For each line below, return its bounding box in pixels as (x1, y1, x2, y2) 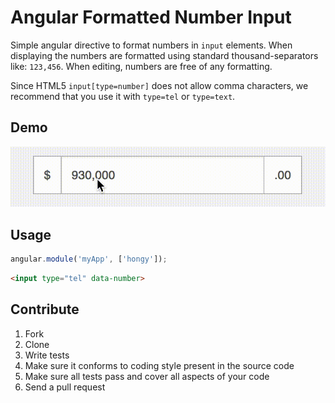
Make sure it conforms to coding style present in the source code (24, 359, 295, 371)
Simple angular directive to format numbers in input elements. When (10, 39, 293, 51)
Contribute (10, 301, 80, 318)
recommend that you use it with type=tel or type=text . (10, 90, 236, 102)
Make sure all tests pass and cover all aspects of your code (24, 370, 270, 382)
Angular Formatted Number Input (10, 6, 292, 29)
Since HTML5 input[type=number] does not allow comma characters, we (10, 79, 309, 91)
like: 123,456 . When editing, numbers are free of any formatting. (10, 60, 273, 72)
